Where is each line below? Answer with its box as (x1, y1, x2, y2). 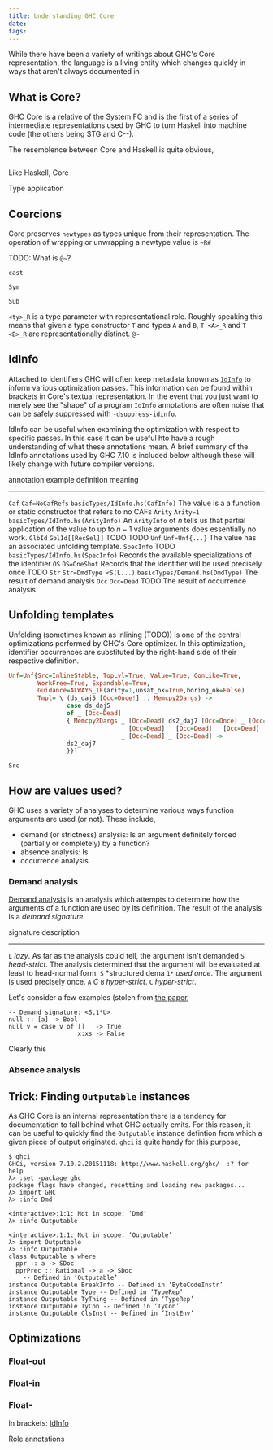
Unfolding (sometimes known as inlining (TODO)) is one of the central (8, 630, 241, 640)
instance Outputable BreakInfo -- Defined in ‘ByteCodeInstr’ (8, 1281, 223, 1290)
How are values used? (8, 784, 123, 797)
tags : (8, 27, 27, 35)
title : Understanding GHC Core (8, 11, 115, 20)
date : (8, 20, 27, 28)
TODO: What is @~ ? (8, 253, 71, 263)
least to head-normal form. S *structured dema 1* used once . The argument (8, 968, 262, 978)
